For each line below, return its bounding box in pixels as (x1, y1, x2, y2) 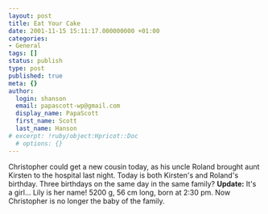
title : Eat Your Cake (8, 19, 81, 27)
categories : (8, 34, 48, 43)
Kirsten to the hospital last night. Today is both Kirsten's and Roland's (8, 170, 239, 180)
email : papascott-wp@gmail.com (15, 102, 121, 110)
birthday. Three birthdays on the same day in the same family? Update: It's (8, 178, 257, 188)
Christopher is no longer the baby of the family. (8, 195, 165, 206)
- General (8, 42, 42, 50)
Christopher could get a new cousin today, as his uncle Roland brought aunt (8, 162, 260, 171)
